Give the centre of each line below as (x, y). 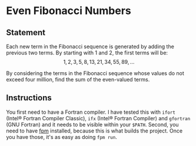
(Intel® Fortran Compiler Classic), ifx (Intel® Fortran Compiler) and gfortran (98, 118)
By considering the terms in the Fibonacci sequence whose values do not (95, 73)
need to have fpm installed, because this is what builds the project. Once (94, 131)
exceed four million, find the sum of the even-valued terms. (78, 79)
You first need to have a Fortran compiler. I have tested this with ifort (91, 112)
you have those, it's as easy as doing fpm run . (62, 137)
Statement (26, 33)
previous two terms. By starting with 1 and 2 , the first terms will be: (87, 53)
